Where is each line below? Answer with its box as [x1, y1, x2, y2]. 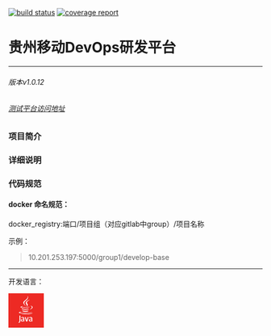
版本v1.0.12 [8, 77, 44, 86]
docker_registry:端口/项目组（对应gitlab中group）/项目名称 [8, 219, 205, 229]
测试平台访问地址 [8, 103, 65, 113]
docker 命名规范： [8, 199, 70, 209]
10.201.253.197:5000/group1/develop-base [27, 252, 169, 262]
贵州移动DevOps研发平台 [8, 39, 177, 57]
